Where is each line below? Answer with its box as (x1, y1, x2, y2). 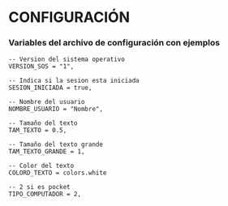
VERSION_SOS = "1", (8, 62, 75, 71)
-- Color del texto (8, 162, 75, 170)
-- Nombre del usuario (8, 98, 85, 106)
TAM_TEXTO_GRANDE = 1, (8, 148, 85, 156)
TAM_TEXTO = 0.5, (8, 127, 67, 135)
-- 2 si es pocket (8, 183, 71, 191)
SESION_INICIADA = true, (8, 84, 92, 92)
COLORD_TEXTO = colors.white (8, 169, 107, 178)
